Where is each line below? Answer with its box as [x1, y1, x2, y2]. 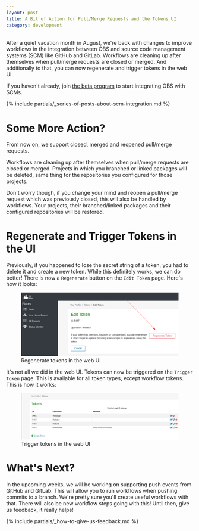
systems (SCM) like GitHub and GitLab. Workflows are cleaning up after [6, 52, 181, 59]
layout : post [6, 10, 39, 15]
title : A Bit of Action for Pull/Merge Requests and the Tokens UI [6, 15, 177, 22]
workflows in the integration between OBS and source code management [6, 45, 186, 53]
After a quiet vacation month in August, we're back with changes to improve [6, 39, 192, 46]
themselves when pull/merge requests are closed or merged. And [6, 58, 167, 66]
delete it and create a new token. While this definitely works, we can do [6, 268, 181, 275]
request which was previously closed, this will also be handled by [6, 195, 166, 203]
